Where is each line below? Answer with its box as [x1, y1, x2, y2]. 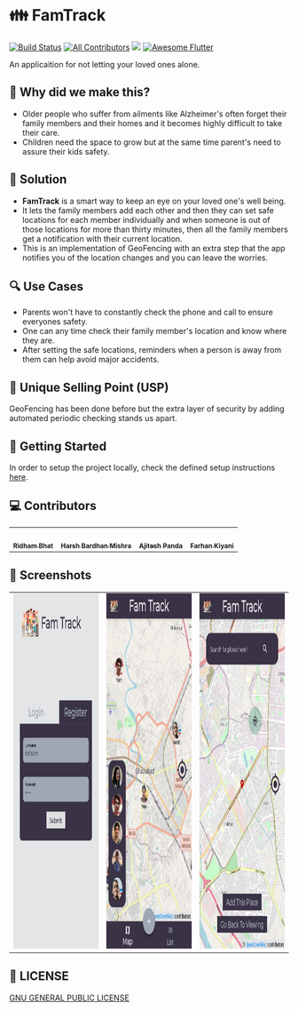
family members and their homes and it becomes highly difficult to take [21, 117, 282, 128]
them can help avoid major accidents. [21, 354, 160, 365]
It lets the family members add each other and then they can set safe [21, 204, 275, 216]
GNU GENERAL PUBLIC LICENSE [9, 992, 130, 1003]
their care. [21, 127, 60, 138]
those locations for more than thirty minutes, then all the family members [21, 224, 288, 235]
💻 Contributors [9, 498, 98, 513]
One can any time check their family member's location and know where [21, 326, 287, 337]
